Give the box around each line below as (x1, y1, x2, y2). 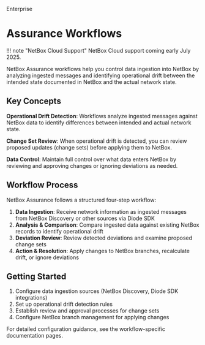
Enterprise (6, 6, 32, 12)
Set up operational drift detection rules (15, 300, 113, 308)
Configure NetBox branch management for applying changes (15, 314, 170, 321)
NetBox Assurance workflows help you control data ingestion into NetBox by (6, 65, 199, 72)
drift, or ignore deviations (15, 254, 80, 261)
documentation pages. (6, 332, 63, 339)
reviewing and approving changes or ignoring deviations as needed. (6, 162, 178, 169)
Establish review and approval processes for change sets (15, 307, 160, 314)
